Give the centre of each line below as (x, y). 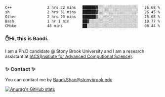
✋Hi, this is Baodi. (27, 39)
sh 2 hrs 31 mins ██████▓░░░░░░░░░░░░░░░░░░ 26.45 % (83, 12)
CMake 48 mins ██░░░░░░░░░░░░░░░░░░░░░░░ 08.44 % (83, 26)
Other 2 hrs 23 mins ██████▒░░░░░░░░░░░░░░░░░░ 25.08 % (83, 17)
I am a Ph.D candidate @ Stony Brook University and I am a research (75, 51)
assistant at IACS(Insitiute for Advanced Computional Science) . (69, 56)
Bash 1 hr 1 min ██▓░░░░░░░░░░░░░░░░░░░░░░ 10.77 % (83, 21)
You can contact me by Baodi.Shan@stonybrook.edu (59, 79)
